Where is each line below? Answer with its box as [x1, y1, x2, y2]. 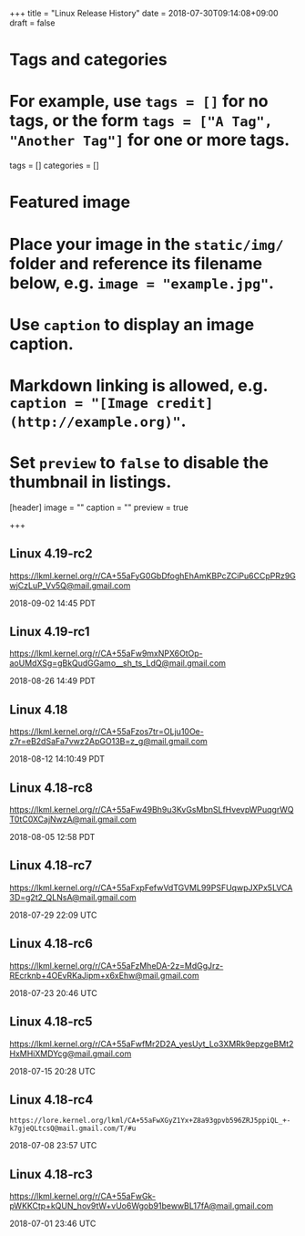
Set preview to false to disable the [9, 452, 269, 473]
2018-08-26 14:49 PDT [9, 675, 96, 687]
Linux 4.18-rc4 [9, 1092, 94, 1107]
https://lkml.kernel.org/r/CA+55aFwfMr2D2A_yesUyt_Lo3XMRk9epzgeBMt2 [9, 1038, 294, 1049]
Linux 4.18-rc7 [9, 857, 93, 874]
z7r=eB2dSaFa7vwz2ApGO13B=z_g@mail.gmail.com [9, 736, 208, 747]
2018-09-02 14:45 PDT [9, 597, 97, 608]
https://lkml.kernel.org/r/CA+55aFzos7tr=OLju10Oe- [9, 726, 205, 737]
